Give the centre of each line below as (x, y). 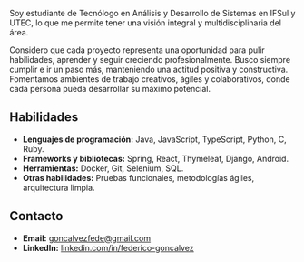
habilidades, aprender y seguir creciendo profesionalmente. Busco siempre (150, 60)
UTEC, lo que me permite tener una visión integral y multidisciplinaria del (145, 23)
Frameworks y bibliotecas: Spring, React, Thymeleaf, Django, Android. (155, 158)
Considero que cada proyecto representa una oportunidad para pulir (137, 50)
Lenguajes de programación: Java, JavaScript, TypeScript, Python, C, (155, 139)
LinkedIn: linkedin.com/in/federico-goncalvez (108, 247)
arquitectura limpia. (59, 187)
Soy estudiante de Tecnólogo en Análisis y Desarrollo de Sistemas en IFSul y (152, 13)
